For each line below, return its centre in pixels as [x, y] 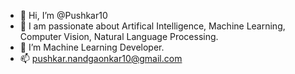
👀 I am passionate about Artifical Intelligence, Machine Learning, [152, 26]
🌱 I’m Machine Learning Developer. [92, 47]
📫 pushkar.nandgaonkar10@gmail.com [101, 58]
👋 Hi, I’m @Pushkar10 [63, 15]
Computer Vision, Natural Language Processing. [119, 36]
